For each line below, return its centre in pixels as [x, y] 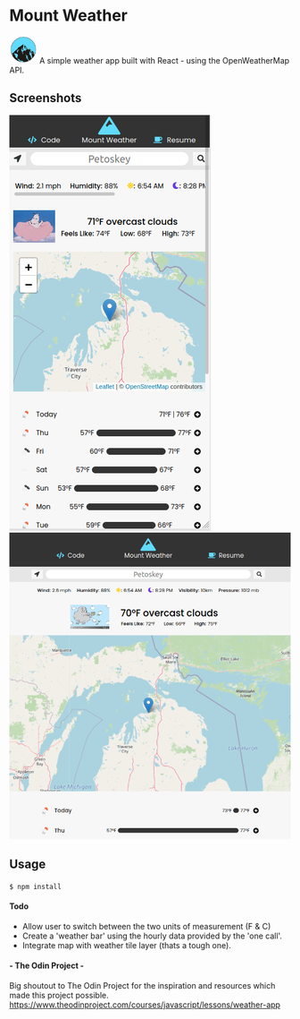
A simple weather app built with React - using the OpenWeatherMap [164, 60]
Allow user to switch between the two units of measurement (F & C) [146, 926]
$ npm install [36, 886]
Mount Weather [68, 16]
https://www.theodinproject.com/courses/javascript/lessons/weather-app [145, 1005]
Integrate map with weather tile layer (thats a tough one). [127, 945]
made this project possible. [59, 996]
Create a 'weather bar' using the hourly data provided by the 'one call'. [152, 936]
